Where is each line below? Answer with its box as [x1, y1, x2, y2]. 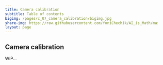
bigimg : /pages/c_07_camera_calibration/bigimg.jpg [5, 16, 112, 21]
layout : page [5, 25, 32, 30]
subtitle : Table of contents [5, 12, 64, 16]
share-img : [5, 20, 27, 26]
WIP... [5, 55, 17, 61]
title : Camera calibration [5, 7, 60, 12]
